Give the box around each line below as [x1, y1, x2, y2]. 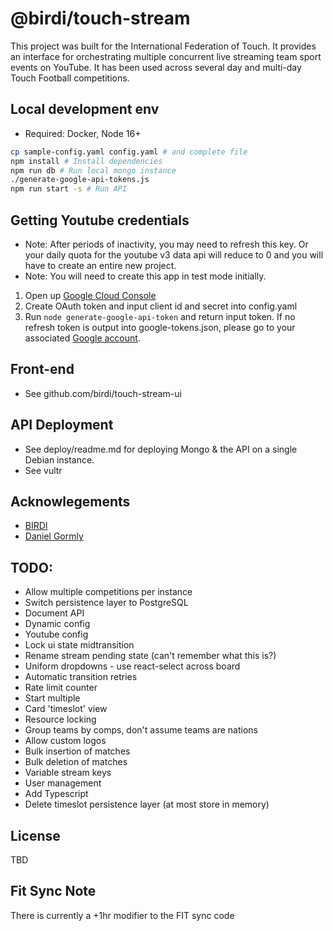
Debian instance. [24, 453, 95, 466]
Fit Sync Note [10, 883, 97, 900]
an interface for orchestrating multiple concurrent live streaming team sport [10, 50, 322, 62]
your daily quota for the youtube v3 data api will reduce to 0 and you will [24, 248, 324, 261]
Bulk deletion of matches [24, 756, 128, 768]
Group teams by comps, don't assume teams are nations [24, 724, 258, 736]
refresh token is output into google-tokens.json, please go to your [24, 321, 296, 333]
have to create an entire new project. [24, 259, 177, 271]
